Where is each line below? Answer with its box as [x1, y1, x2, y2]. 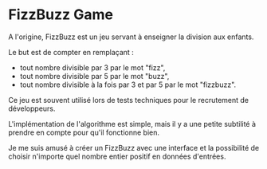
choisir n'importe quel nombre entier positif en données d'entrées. [8, 151, 226, 161]
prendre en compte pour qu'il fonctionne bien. [8, 128, 159, 137]
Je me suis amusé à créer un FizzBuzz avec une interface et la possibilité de [8, 143, 260, 152]
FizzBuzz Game [8, 6, 114, 24]
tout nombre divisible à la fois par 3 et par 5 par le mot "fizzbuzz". [19, 80, 237, 89]
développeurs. [8, 104, 56, 113]
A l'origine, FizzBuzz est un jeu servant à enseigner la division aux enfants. [8, 32, 254, 41]
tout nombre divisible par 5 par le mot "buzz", [19, 71, 170, 81]
